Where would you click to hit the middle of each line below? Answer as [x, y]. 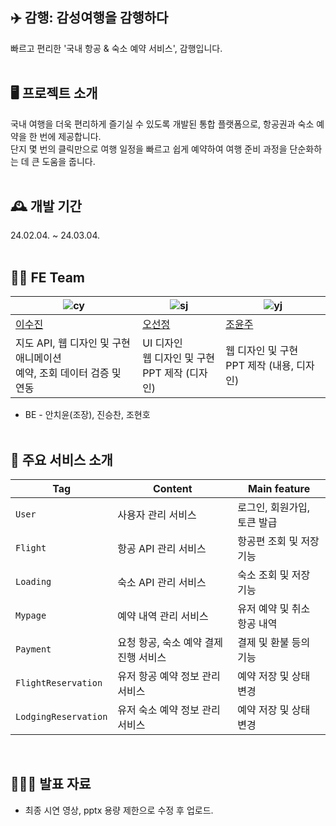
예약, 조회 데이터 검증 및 [68, 373]
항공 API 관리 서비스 [162, 549]
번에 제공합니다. [70, 136]
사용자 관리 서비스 [157, 515]
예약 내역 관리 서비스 [163, 616]
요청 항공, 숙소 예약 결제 [170, 643]
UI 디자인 [162, 343]
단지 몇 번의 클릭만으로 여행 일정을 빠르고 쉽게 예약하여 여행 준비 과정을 [149, 149]
